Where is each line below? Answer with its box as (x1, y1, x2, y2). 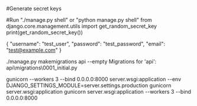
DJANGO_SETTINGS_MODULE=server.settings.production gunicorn (6, 82, 172, 89)
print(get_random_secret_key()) (6, 29, 83, 36)
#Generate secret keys (6, 5, 62, 12)
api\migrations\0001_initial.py (6, 64, 78, 71)
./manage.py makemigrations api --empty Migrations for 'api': (6, 58, 157, 65)
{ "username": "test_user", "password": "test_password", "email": (6, 41, 166, 47)
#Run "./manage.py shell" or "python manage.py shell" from (6, 16, 153, 23)
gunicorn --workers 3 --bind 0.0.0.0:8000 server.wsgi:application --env (6, 76, 182, 82)
